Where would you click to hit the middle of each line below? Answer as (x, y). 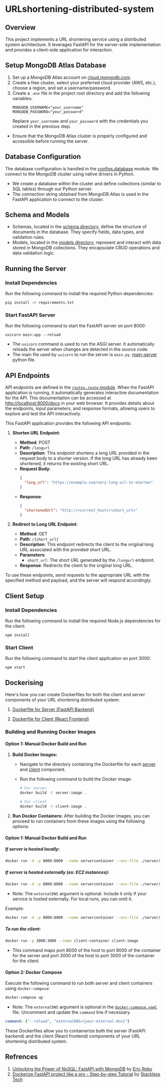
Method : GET (34, 534)
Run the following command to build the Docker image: (76, 779)
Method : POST (35, 442)
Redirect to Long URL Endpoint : (45, 524)
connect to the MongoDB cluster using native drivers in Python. (70, 174)
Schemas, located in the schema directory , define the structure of (80, 227)
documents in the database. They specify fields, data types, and (78, 232)
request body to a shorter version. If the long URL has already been (88, 458)
